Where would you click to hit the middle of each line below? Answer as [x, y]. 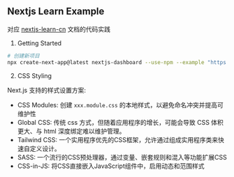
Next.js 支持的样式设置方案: [46, 90]
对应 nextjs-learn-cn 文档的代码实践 [59, 29]
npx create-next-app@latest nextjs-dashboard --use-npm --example [106, 62]
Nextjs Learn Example [56, 11]
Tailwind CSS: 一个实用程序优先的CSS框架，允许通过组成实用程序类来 [118, 139]
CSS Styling [35, 75]
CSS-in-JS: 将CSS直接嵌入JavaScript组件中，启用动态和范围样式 [111, 166]
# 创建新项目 [23, 56]
